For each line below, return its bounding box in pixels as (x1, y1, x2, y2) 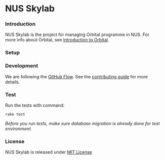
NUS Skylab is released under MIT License (5, 149, 92, 155)
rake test (5, 112, 26, 117)
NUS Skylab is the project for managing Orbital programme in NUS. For (5, 32, 150, 37)
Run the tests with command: (5, 102, 65, 108)
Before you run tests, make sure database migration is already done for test (5, 121, 160, 126)
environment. (5, 126, 32, 131)
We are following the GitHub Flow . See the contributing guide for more (5, 73, 148, 79)
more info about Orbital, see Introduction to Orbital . (5, 37, 110, 43)
